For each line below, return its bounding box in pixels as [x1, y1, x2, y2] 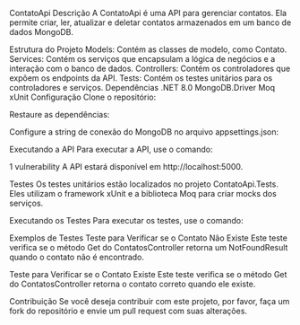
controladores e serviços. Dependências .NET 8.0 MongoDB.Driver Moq [9, 83, 276, 92]
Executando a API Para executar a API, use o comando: [9, 144, 213, 154]
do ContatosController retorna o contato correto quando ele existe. [9, 278, 256, 289]
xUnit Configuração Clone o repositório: [9, 92, 157, 102]
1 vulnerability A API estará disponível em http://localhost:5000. [9, 162, 244, 171]
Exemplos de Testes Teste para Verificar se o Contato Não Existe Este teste [9, 233, 288, 243]
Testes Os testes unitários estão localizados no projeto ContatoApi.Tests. [9, 179, 279, 189]
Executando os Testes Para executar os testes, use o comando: [9, 215, 244, 225]
